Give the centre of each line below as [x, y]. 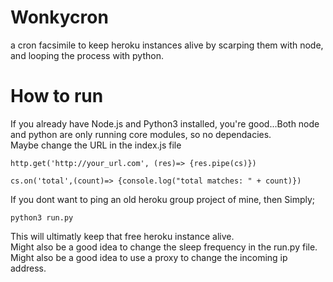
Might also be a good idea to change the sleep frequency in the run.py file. [164, 247]
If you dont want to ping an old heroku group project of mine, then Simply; [163, 199]
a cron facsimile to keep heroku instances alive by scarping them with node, [167, 45]
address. [28, 268]
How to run [57, 96]
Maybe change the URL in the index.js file [96, 145]
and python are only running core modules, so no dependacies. [141, 134]
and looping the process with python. [87, 55]
